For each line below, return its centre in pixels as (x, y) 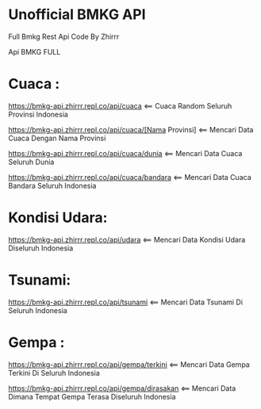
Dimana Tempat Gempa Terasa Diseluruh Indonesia (92, 396)
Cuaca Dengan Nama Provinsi (57, 138)
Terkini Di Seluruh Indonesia (54, 373)
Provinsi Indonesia (38, 114)
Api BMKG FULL (35, 52)
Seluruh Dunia (31, 162)
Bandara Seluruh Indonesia (52, 185)
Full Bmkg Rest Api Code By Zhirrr (64, 36)
